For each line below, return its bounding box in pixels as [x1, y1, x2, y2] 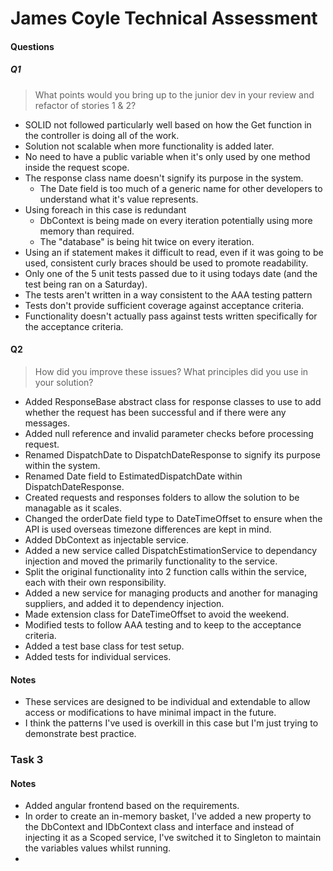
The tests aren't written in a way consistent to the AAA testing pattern [24, 288, 313, 301]
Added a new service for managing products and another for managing [24, 587, 318, 599]
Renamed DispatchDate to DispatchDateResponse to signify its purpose [24, 448, 321, 461]
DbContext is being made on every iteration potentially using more [39, 214, 313, 226]
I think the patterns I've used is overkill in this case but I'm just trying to [24, 717, 319, 729]
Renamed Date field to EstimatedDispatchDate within [24, 470, 243, 482]
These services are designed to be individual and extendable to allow [24, 696, 311, 708]
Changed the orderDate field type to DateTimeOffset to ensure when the [24, 512, 323, 524]
